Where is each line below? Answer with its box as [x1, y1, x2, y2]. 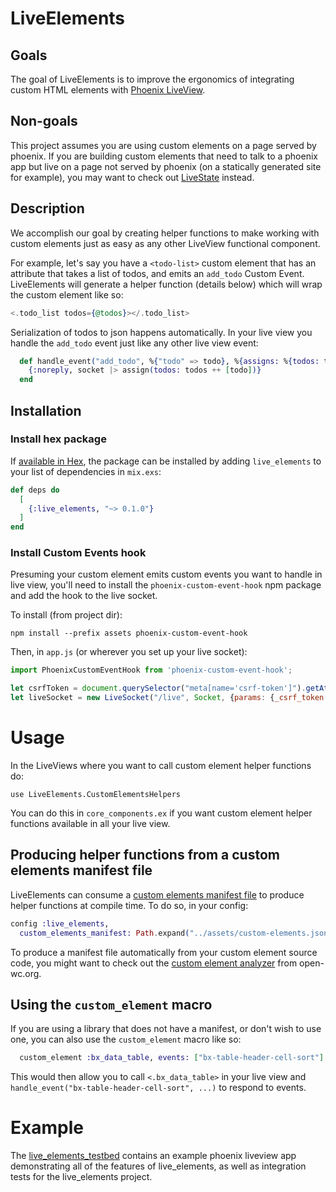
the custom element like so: [10, 288, 124, 301]
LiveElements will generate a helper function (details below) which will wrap [10, 278, 323, 290]
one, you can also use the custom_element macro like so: [10, 1033, 242, 1046]
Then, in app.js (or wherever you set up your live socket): [10, 646, 248, 658]
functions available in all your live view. [10, 818, 171, 830]
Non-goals [10, 113, 78, 130]
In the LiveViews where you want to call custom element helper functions [10, 760, 312, 772]
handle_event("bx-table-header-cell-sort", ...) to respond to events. [10, 1082, 307, 1094]
